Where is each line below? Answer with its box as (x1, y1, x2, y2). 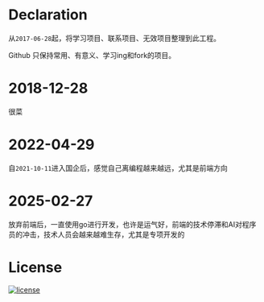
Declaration (8, 6, 88, 24)
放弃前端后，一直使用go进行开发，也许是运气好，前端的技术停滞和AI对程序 (8, 219, 257, 229)
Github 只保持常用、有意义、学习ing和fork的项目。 (8, 50, 176, 60)
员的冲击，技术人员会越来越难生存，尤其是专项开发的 (8, 230, 185, 239)
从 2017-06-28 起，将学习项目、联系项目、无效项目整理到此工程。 (8, 33, 221, 43)
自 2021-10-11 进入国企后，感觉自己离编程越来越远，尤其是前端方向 (8, 163, 228, 172)
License (8, 258, 63, 276)
